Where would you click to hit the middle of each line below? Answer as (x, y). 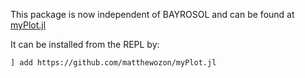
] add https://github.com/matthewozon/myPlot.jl (113, 63)
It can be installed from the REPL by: (85, 44)
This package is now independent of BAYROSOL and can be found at (152, 14)
